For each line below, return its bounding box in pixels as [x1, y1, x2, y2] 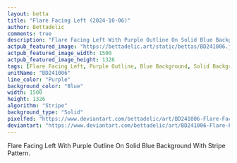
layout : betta [7, 10, 49, 18]
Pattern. [7, 149, 30, 157]
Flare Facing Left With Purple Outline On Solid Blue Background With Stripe [7, 141, 226, 150]
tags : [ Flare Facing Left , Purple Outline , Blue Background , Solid [7, 63, 210, 70]
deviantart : [7, 121, 42, 129]
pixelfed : [7, 115, 37, 122]
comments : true [7, 30, 52, 37]
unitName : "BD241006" [7, 69, 71, 76]
